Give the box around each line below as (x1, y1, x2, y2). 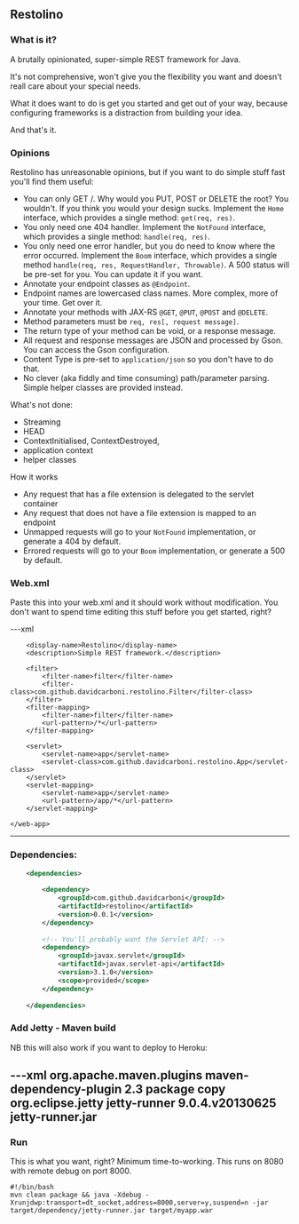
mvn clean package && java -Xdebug (10, 1190, 142, 1200)
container (22, 497, 59, 509)
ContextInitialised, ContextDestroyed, (22, 435, 161, 446)
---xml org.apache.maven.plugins (10, 1068, 203, 1083)
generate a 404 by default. (22, 536, 122, 546)
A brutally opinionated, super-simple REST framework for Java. (10, 53, 241, 65)
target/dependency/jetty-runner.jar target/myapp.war (10, 1206, 214, 1215)
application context (22, 444, 94, 456)
